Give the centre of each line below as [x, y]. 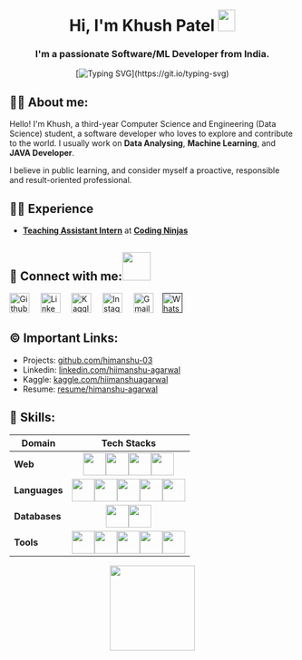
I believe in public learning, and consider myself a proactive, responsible [145, 170]
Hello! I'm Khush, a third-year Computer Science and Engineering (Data [143, 124]
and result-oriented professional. [71, 180]
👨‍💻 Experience [52, 209]
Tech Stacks [129, 442]
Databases [38, 516]
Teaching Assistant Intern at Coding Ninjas [105, 230]
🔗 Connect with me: [66, 276]
